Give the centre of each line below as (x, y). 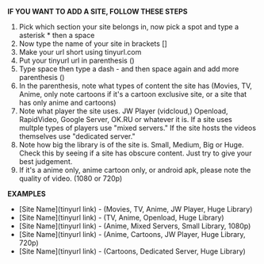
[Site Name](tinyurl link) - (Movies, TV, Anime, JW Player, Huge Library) (136, 209)
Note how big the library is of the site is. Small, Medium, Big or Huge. (131, 145)
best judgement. (46, 161)
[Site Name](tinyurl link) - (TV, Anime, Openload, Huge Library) (121, 218)
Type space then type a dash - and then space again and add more (129, 69)
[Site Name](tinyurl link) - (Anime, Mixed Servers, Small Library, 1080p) (135, 226)
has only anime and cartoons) (67, 103)
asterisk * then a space (57, 35)
